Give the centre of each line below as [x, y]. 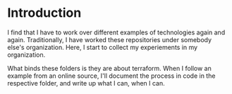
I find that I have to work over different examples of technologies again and [116, 32]
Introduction [44, 13]
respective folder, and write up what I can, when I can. [86, 83]
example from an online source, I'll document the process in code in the [111, 76]
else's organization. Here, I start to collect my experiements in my [103, 47]
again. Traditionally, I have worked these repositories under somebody [110, 39]
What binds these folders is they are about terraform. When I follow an [109, 68]
